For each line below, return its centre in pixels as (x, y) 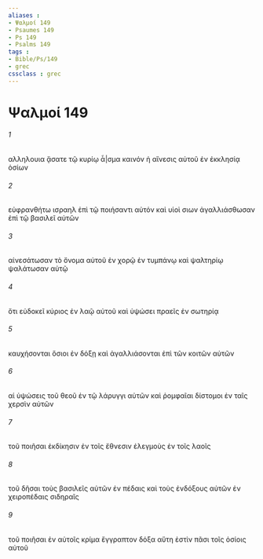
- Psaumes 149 (31, 30)
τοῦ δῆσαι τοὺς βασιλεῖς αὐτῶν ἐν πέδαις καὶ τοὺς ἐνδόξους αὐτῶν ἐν (124, 488)
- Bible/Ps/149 (33, 60)
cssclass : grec (35, 74)
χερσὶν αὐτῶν (31, 404)
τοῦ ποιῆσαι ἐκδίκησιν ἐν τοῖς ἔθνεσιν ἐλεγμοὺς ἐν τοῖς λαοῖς (110, 446)
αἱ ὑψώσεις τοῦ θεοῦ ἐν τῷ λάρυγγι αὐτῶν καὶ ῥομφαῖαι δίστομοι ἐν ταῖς (128, 396)
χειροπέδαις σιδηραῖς (44, 497)
